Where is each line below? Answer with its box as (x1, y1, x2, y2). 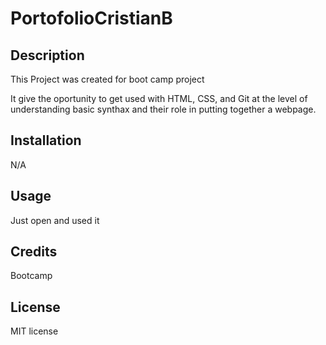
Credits (10, 243, 58, 261)
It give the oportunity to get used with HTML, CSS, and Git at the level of (10, 93, 308, 104)
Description (10, 47, 85, 64)
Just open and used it (10, 214, 100, 226)
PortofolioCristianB (10, 7, 173, 30)
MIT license (10, 325, 59, 337)
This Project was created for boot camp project (10, 73, 205, 85)
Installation (10, 132, 82, 149)
